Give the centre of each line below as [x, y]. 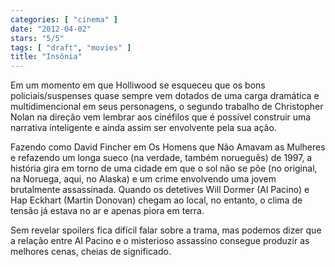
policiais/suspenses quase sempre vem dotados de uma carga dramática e [165, 96]
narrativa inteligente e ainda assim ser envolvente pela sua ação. [143, 128]
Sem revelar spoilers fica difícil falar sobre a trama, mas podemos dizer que [166, 230]
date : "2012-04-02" [51, 29]
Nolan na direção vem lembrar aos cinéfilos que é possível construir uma [161, 117]
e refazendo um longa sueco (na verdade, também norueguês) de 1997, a [161, 158]
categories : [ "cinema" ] [64, 19]
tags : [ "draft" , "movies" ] [71, 47]
